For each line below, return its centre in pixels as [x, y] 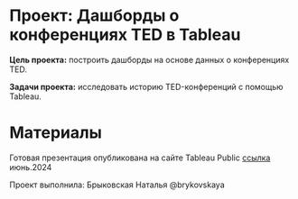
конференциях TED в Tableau [125, 35]
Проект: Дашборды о [94, 16]
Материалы [56, 133]
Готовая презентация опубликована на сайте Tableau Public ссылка [140, 158]
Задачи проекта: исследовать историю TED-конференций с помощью [146, 86]
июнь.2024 [31, 167]
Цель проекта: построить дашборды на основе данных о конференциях [149, 59]
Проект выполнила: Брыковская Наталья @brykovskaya [117, 185]
